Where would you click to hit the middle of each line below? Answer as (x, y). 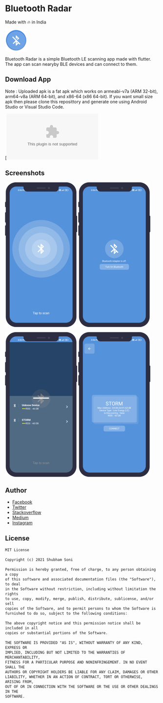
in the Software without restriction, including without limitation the (81, 589)
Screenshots (25, 173)
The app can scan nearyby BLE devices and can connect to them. (71, 64)
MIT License (17, 550)
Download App (28, 79)
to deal (13, 584)
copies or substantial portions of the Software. (57, 633)
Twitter (19, 507)
